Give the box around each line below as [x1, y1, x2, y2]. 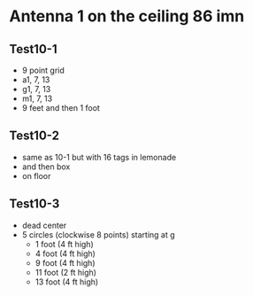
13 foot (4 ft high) [34, 277, 99, 287]
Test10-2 [9, 129, 60, 144]
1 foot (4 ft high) [34, 238, 95, 249]
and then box [21, 161, 71, 172]
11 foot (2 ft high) [34, 267, 97, 277]
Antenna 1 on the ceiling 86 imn [9, 6, 245, 27]
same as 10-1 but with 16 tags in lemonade [21, 152, 177, 162]
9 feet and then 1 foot [21, 103, 100, 113]
